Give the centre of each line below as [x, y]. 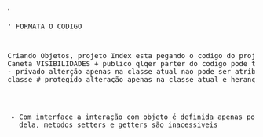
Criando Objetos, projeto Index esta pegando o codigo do [121, 56]
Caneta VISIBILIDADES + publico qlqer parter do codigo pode [128, 63]
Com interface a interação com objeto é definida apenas [130, 117]
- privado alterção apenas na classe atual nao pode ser [119, 71]
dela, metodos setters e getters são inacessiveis [118, 125]
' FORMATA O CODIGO [45, 26]
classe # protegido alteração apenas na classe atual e [117, 79]
